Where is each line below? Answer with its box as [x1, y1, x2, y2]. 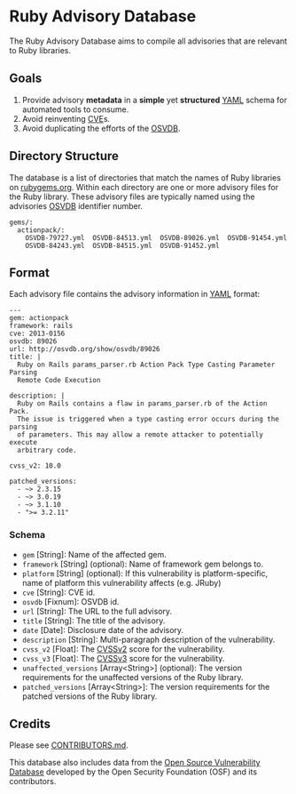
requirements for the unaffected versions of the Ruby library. [21, 671, 244, 682]
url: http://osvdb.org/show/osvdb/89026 [9, 345, 161, 354]
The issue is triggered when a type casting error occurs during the [17, 415, 279, 424]
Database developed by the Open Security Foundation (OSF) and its [9, 766, 258, 777]
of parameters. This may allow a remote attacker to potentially [17, 430, 264, 439]
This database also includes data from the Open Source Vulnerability [9, 758, 261, 768]
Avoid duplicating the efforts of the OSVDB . [21, 123, 181, 133]
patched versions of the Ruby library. [21, 691, 158, 702]
